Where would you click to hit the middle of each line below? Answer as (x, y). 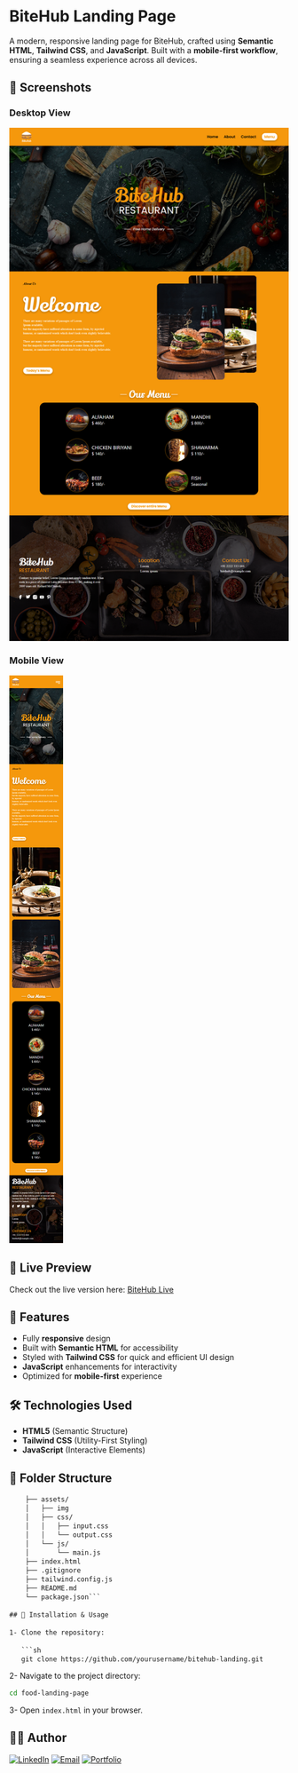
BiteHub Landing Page (93, 16)
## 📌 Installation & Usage (59, 1615)
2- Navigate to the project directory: (75, 1676)
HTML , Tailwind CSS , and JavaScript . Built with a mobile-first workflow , (144, 50)
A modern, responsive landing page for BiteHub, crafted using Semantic (141, 41)
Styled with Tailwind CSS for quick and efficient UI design (128, 1357)
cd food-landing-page (49, 1693)
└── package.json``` (63, 1597)
